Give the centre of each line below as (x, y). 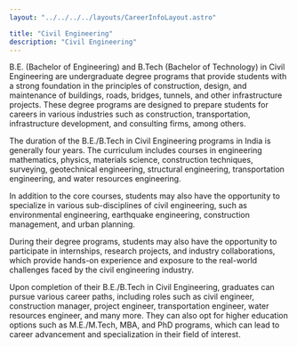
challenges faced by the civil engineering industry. (101, 270)
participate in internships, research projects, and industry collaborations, (142, 251)
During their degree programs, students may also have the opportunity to (143, 242)
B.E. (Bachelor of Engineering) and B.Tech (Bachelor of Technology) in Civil (147, 67)
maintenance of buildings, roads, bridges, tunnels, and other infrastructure (146, 95)
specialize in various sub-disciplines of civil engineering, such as (128, 206)
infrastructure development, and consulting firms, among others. (128, 124)
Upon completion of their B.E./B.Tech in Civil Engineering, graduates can (142, 287)
